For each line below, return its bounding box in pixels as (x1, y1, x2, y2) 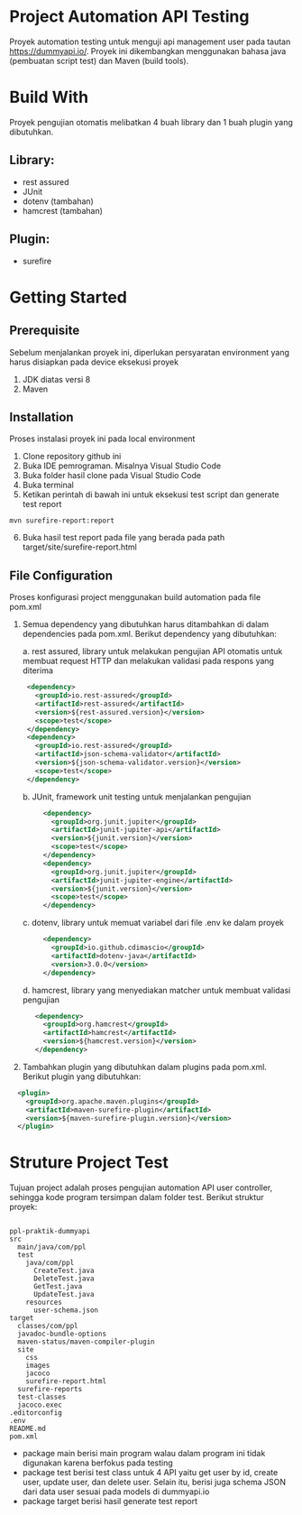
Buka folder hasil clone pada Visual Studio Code (22, 470, 201, 481)
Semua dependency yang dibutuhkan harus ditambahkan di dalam (22, 619, 269, 630)
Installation (9, 409, 74, 425)
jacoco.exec (17, 1400, 63, 1409)
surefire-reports (17, 1385, 83, 1394)
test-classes (17, 1392, 67, 1402)
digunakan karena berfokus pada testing (22, 1457, 173, 1468)
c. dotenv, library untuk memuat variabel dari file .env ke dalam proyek (22, 918, 284, 928)
